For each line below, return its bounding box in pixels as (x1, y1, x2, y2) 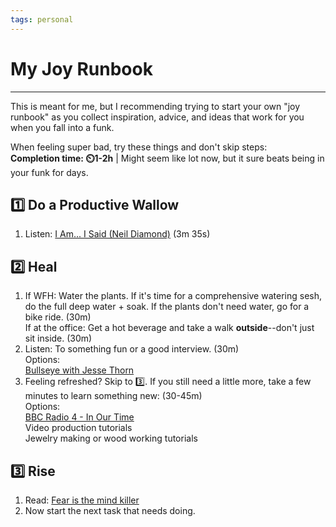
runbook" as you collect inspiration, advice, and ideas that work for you (10, 111, 305, 123)
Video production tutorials (24, 422, 133, 434)
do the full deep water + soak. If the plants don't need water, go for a (24, 301, 310, 313)
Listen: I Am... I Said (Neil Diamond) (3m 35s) (24, 228, 211, 240)
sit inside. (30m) (24, 332, 93, 345)
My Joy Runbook (10, 57, 153, 80)
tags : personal (10, 14, 74, 25)
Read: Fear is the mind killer (24, 494, 140, 506)
